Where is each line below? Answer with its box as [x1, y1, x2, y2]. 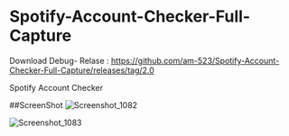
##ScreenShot [9, 99, 63, 110]
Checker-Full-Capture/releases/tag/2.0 [9, 65, 155, 76]
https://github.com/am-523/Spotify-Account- [111, 55, 280, 66]
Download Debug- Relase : [9, 55, 110, 66]
